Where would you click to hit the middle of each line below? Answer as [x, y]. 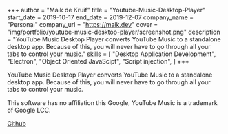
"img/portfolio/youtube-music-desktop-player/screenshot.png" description [114, 32]
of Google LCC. [29, 110]
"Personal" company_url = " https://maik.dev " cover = [83, 25]
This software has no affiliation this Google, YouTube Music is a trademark [113, 103]
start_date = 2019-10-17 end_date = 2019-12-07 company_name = [101, 17]
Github [17, 123]
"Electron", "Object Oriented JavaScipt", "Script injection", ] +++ [98, 61]
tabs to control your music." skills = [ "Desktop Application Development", [112, 54]
